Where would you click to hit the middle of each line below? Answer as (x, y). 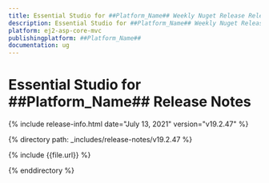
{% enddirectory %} (41, 171)
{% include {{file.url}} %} (50, 155)
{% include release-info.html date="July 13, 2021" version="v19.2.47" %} (128, 124)
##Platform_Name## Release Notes (130, 102)
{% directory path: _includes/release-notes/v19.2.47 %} (100, 140)
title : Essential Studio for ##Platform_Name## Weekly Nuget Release (127, 16)
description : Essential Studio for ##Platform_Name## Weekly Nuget (123, 23)
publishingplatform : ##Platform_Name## (75, 38)
